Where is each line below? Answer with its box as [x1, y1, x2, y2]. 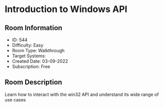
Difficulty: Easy [12, 42, 44, 48]
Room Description [5, 78, 62, 86]
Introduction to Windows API [5, 4, 128, 15]
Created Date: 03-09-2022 [12, 58, 68, 64]
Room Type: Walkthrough [12, 48, 65, 53]
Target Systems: [12, 53, 46, 59]
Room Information [5, 24, 62, 32]
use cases [5, 96, 26, 102]
